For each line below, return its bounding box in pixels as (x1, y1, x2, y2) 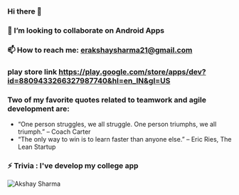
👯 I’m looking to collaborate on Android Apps (7, 25, 165, 35)
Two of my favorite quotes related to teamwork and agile (7, 95, 206, 105)
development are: (7, 103, 70, 113)
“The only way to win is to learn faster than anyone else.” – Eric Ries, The (17, 135, 232, 143)
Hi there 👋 (7, 6, 43, 16)
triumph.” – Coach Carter (17, 127, 91, 136)
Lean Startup (17, 142, 56, 151)
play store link (7, 67, 58, 77)
